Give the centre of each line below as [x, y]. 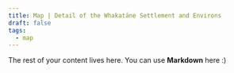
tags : [17, 30]
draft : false [30, 23]
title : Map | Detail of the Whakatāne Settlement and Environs [115, 15]
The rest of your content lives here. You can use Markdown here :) [117, 60]
